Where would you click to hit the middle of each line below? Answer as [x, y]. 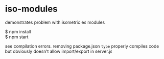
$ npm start [17, 37]
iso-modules [31, 9]
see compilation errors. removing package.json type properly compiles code [82, 46]
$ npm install [18, 31]
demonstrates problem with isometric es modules [55, 22]
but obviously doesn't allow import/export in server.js [59, 51]
